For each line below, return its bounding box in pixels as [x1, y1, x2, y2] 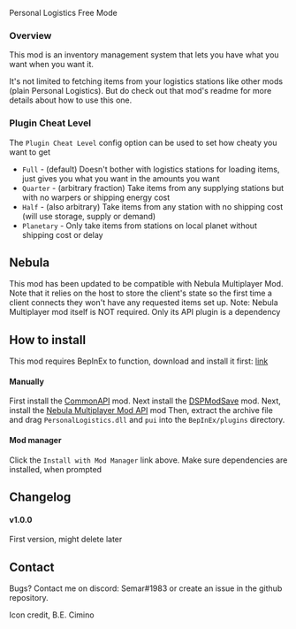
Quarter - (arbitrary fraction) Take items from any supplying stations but [21, 182, 285, 193]
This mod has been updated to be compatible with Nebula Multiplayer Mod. [9, 279, 284, 289]
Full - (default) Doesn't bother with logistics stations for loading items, [21, 164, 280, 174]
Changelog [9, 490, 72, 505]
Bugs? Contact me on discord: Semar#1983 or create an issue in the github [9, 583, 283, 594]
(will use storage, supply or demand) [21, 211, 156, 221]
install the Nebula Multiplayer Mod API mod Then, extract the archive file [9, 405, 274, 416]
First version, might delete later [9, 534, 123, 545]
